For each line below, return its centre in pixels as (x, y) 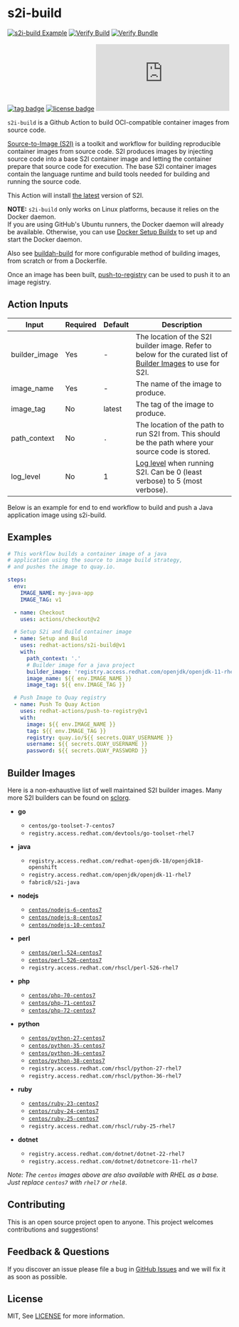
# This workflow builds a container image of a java (87, 553)
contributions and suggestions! (53, 1229)
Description (182, 324)
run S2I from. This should (178, 434)
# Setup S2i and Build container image (73, 632)
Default (116, 324)
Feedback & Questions (58, 1252)
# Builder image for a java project (80, 665)
